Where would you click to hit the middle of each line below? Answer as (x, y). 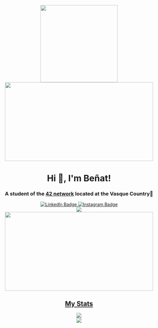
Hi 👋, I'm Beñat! (79, 179)
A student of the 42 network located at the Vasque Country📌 (79, 194)
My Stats (79, 304)
